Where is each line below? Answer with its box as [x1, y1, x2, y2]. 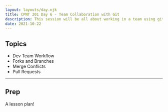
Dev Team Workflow [12, 53, 54, 59]
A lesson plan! [5, 101, 34, 107]
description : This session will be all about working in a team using [5, 16, 155, 21]
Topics [5, 39, 27, 48]
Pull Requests [12, 69, 41, 75]
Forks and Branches [12, 58, 54, 64]
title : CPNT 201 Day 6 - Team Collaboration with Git [5, 12, 120, 17]
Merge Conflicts [12, 63, 46, 70]
